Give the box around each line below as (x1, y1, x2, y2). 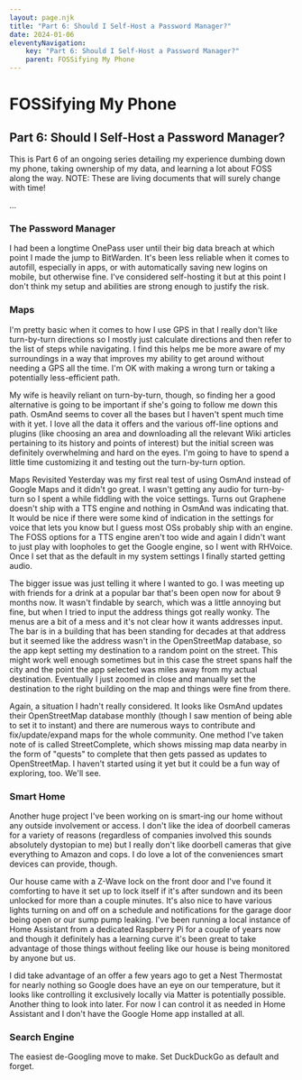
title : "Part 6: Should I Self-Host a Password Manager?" (9, 22, 232, 31)
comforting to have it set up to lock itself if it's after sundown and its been (9, 885, 283, 896)
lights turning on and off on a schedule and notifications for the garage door (9, 904, 292, 915)
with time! (9, 182, 47, 193)
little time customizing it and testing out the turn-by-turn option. (9, 456, 246, 467)
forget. (9, 1061, 34, 1072)
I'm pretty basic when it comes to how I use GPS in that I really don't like (9, 324, 278, 334)
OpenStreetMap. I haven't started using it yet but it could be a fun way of (9, 758, 280, 769)
